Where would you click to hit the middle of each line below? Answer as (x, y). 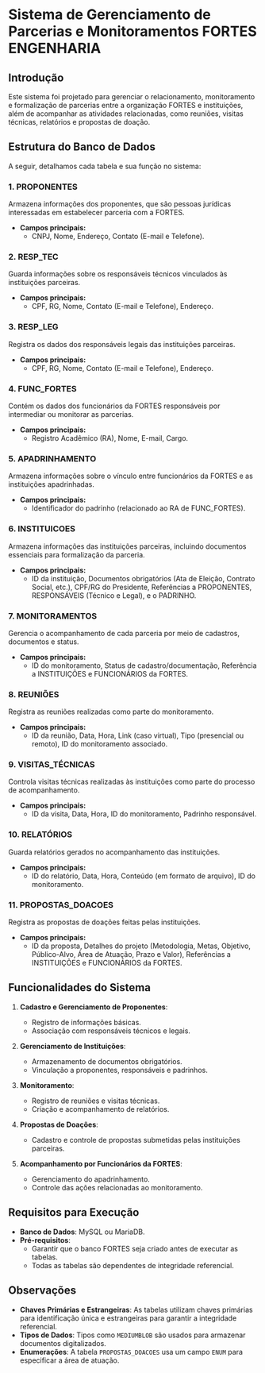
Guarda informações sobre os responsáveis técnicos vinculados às (118, 274)
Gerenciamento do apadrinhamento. (91, 1179)
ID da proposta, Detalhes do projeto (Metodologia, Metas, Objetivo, (141, 946)
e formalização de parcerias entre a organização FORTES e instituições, (126, 105)
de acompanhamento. (44, 790)
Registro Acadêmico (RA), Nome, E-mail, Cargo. (110, 438)
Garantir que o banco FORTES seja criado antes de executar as (134, 1248)
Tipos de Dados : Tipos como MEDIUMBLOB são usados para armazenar (132, 1335)
